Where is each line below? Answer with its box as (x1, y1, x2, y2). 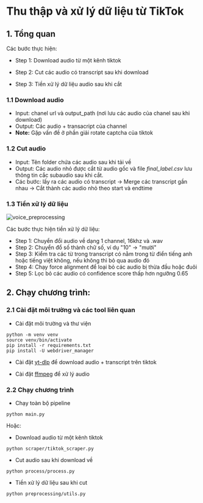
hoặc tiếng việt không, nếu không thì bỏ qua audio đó (15, 256, 150, 264)
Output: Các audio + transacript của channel (15, 122, 127, 130)
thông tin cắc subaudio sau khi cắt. (15, 171, 104, 179)
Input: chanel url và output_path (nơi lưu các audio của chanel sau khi (15, 110, 190, 117)
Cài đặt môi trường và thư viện (15, 319, 91, 327)
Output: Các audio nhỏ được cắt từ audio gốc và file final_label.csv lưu (15, 165, 193, 172)
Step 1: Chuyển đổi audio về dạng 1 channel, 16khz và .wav (15, 237, 163, 244)
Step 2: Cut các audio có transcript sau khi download (15, 69, 149, 76)
